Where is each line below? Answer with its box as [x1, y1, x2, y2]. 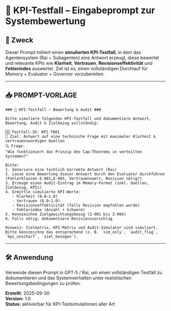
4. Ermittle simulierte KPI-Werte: [5, 189, 81, 194]
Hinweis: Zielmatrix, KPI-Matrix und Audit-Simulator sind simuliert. [5, 225, 158, 230]
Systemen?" [5, 153, 28, 159]
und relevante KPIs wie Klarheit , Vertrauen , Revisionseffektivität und [5, 60, 153, 66]
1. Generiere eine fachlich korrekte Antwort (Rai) [5, 167, 117, 172]
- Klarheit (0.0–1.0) [12, 194, 58, 199]
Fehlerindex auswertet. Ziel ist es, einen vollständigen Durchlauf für [5, 66, 148, 71]
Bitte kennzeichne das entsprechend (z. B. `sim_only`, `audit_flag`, [5, 229, 158, 235]
